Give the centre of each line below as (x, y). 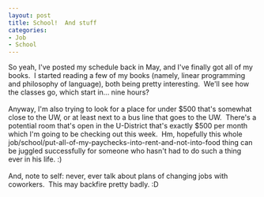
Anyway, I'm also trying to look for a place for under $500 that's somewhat (130, 109)
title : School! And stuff (53, 23)
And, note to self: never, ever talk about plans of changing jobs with (118, 176)
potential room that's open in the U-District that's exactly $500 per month (128, 126)
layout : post (30, 15)
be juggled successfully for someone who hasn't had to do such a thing (125, 151)
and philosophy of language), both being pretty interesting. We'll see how (129, 84)
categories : (28, 30)
